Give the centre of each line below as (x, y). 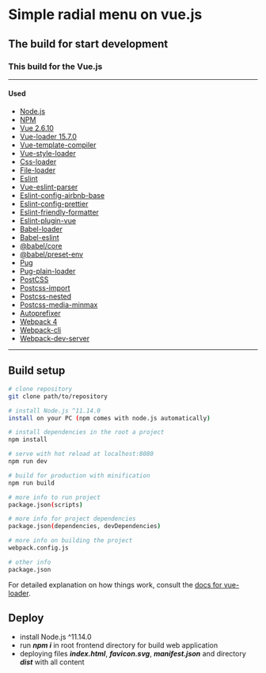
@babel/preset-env (51, 254)
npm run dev (28, 462)
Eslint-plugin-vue (48, 221)
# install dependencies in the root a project (86, 432)
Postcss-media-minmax (59, 305)
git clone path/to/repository (58, 396)
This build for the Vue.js (55, 67)
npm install (28, 440)
